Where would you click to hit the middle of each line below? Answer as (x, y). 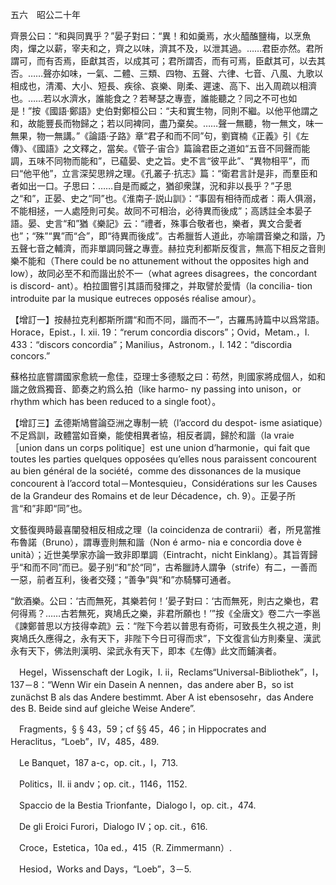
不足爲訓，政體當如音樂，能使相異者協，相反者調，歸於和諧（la (141, 435)
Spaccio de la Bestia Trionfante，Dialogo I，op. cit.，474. (137, 805)
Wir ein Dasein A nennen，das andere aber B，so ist (185, 684)
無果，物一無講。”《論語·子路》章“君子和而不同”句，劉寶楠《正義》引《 (155, 136)
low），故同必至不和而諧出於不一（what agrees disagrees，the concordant (164, 273)
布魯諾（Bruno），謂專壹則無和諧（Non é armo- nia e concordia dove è (156, 542)
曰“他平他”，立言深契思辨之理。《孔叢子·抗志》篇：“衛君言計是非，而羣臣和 (164, 173)
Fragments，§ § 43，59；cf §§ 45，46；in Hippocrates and (142, 729)
